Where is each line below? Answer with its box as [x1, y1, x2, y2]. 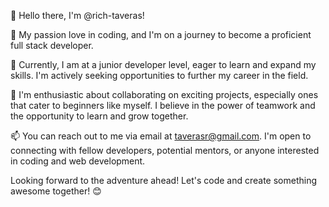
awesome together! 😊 [10, 185, 102, 197]
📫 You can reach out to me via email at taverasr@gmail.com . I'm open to [10, 130, 312, 142]
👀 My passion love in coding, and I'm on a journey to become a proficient [10, 29, 312, 40]
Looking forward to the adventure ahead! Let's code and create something [10, 175, 318, 186]
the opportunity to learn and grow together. [10, 110, 189, 122]
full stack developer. [10, 40, 94, 51]
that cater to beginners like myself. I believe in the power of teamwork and [10, 100, 316, 111]
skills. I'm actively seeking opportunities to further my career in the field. [10, 70, 309, 81]
